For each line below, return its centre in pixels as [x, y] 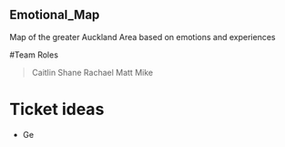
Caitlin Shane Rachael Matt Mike [92, 72]
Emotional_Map [55, 15]
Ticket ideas [57, 110]
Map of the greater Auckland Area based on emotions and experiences [142, 37]
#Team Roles [34, 55]
